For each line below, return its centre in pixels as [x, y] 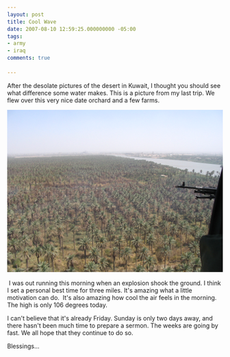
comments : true [29, 58]
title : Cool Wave [32, 22]
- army [16, 44]
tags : [15, 36]
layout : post [26, 14]
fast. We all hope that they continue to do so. [70, 332]
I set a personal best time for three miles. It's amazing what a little [100, 290]
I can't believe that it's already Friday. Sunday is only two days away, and [110, 318]
